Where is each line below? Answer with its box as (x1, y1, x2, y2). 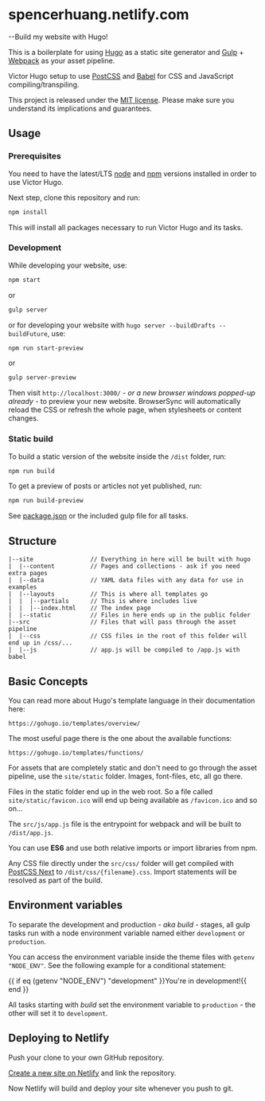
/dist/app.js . (8, 827, 53, 837)
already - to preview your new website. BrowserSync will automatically (8, 397, 241, 406)
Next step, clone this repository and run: (8, 193, 141, 202)
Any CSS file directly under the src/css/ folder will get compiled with (8, 858, 235, 868)
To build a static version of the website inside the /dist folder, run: (8, 452, 227, 461)
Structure (8, 534, 57, 547)
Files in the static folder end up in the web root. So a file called (8, 786, 213, 796)
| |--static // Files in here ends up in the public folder (8, 611, 251, 619)
